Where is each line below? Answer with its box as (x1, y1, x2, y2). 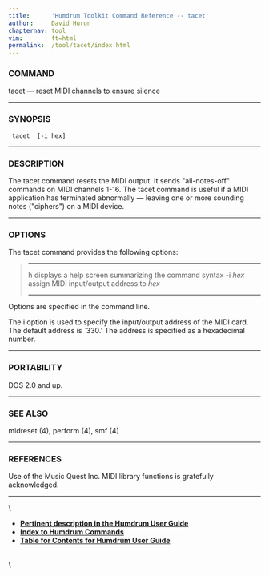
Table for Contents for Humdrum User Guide (19, 536, 171, 546)
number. (8, 334, 36, 344)
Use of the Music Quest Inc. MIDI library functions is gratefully (8, 472, 214, 481)
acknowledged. (8, 480, 59, 489)
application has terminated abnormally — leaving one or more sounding (8, 193, 244, 203)
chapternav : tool (8, 26, 66, 34)
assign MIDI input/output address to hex (27, 279, 160, 288)
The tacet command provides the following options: (8, 248, 179, 257)
